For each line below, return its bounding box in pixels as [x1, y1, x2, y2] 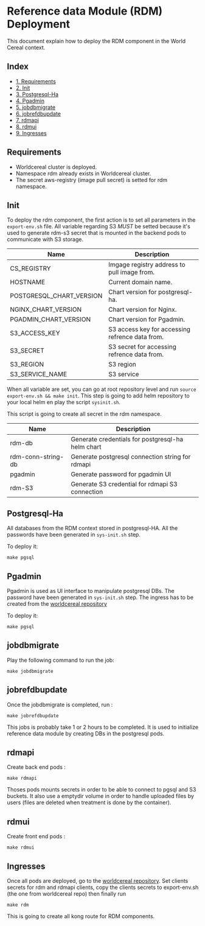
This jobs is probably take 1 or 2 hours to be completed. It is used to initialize [7, 723, 199, 731]
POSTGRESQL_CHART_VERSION [10, 292, 103, 300]
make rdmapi [7, 775, 37, 782]
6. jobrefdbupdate [15, 110, 61, 117]
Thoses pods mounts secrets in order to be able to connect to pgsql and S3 [7, 786, 196, 793]
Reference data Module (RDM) [7, 4, 163, 18]
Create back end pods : [7, 763, 66, 771]
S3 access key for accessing [108, 325, 191, 334]
